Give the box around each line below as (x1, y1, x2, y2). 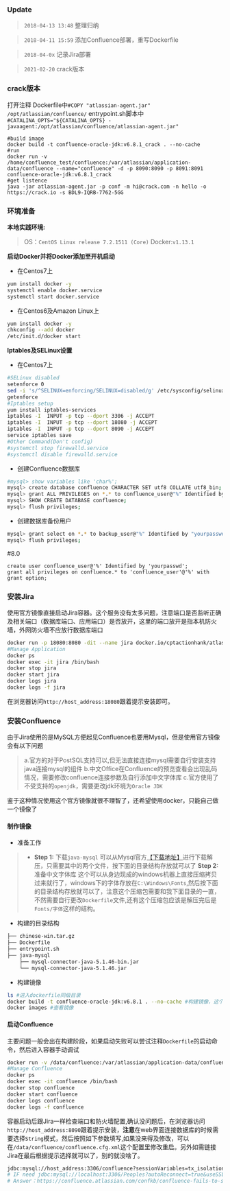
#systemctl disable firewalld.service (7, 451, 118, 458)
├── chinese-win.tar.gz (7, 933, 75, 940)
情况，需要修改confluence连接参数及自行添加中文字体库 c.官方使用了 (23, 773, 219, 781)
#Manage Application (7, 646, 66, 652)
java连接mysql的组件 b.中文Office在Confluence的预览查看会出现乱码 (23, 765, 218, 773)
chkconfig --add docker (7, 327, 75, 333)
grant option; (7, 574, 48, 581)
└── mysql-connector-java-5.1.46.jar (19, 965, 127, 971)
